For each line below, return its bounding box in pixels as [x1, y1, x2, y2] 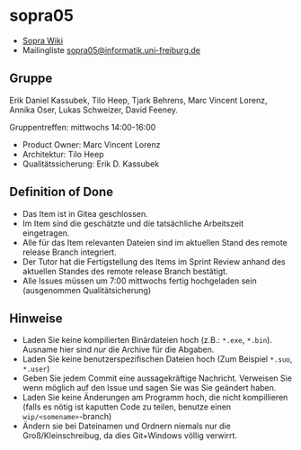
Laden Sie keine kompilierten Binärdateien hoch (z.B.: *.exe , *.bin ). [22, 335, 272, 346]
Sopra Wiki [22, 35, 64, 46]
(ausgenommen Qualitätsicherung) [22, 284, 152, 295]
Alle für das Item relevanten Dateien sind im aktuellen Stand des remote [22, 237, 288, 247]
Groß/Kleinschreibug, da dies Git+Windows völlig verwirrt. [22, 430, 238, 441]
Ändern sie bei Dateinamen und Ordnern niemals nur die [22, 420, 231, 432]
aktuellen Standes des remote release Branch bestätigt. [22, 265, 228, 276]
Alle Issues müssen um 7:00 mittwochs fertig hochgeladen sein [22, 275, 258, 286]
